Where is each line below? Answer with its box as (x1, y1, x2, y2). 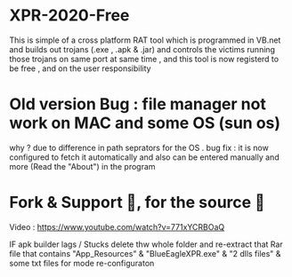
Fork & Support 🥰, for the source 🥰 (9, 193, 265, 213)
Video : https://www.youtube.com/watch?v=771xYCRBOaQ (9, 221, 225, 232)
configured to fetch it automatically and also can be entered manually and (9, 152, 280, 162)
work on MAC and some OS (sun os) (9, 113, 281, 133)
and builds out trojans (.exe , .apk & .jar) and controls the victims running (9, 44, 276, 54)
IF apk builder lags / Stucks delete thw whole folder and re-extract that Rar (9, 239, 283, 249)
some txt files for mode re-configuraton (9, 257, 155, 268)
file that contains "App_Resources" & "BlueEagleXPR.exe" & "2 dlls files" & (9, 248, 281, 258)
